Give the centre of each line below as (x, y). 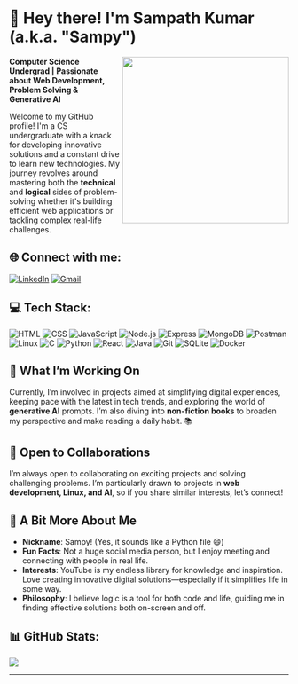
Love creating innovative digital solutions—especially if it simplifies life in (155, 579)
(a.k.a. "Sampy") (73, 37)
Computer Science (44, 61)
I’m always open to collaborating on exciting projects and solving (128, 474)
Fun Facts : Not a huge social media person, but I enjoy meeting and (146, 551)
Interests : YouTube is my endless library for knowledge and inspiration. (153, 570)
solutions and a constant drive (64, 153)
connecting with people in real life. (85, 561)
